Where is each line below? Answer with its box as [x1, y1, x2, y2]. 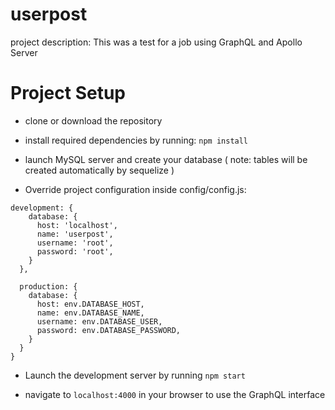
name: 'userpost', [36, 229, 114, 239]
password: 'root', [36, 246, 114, 257]
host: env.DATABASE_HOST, [36, 299, 145, 309]
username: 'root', [36, 238, 114, 248]
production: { [19, 281, 78, 292]
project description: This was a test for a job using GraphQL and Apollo [10, 36, 303, 48]
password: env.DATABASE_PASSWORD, [36, 325, 182, 335]
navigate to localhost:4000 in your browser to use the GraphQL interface [24, 388, 326, 400]
